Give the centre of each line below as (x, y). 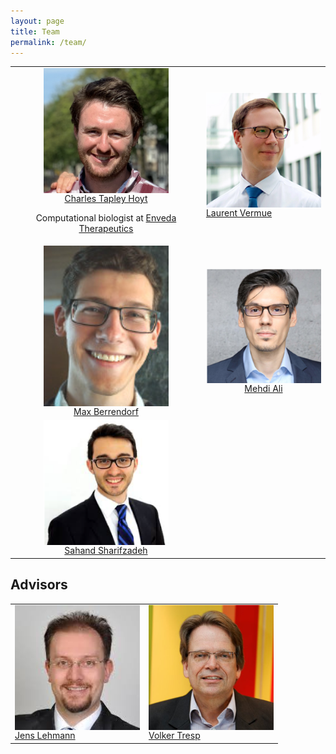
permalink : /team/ (48, 42)
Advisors (39, 585)
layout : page (37, 21)
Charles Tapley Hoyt (106, 199)
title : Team (35, 31)
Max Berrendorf (106, 412)
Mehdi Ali (263, 388)
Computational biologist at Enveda (106, 218)
